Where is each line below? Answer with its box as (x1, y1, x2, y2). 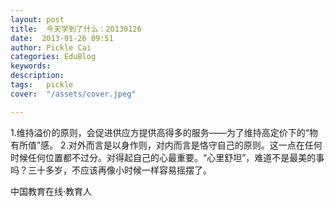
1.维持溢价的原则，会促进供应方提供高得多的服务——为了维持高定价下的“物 (10, 126, 318, 138)
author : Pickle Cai (10, 42, 92, 53)
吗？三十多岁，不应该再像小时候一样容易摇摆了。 (10, 164, 212, 176)
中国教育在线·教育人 (10, 185, 93, 197)
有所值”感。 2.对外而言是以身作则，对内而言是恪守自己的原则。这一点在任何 (10, 139, 323, 151)
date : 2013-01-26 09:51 (10, 33, 114, 43)
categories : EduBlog (10, 52, 97, 62)
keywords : (10, 61, 52, 71)
